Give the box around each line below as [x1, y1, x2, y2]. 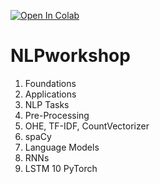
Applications [24, 88, 77, 100]
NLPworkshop [10, 45, 131, 67]
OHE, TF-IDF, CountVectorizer [24, 120, 150, 132]
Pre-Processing [24, 109, 90, 121]
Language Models [24, 141, 100, 153]
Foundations [24, 77, 77, 89]
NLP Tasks [24, 98, 70, 110]
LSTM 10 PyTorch [24, 162, 98, 174]
